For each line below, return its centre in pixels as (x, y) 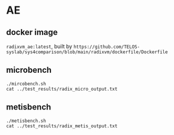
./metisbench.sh (26, 121)
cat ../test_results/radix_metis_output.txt (62, 126)
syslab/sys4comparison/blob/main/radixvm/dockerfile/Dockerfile (87, 52)
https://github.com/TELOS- (107, 47)
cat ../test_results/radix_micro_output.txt (62, 89)
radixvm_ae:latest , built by (39, 46)
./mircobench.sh (26, 83)
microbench (29, 70)
